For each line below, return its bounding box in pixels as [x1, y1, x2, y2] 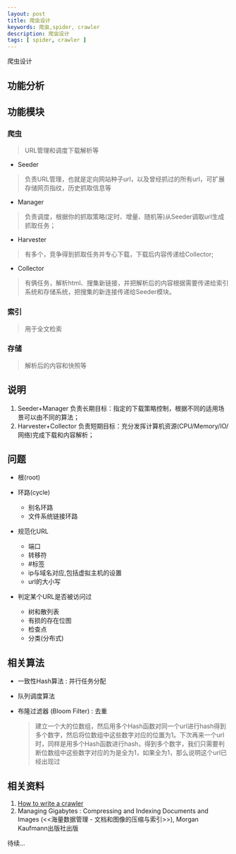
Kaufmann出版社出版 [17, 824, 79, 833]
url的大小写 [27, 578, 61, 586]
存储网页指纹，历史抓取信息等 [24, 184, 111, 192]
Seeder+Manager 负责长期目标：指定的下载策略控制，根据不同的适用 [17, 404, 218, 412]
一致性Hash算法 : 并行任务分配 [17, 677, 106, 686]
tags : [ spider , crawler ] [7, 37, 87, 44]
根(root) [17, 473, 41, 481]
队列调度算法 [17, 692, 55, 701]
